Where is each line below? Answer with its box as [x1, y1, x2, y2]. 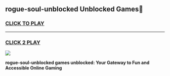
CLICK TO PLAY [5, 20, 45, 27]
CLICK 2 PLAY [5, 38, 40, 45]
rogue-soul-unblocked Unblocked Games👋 [5, 5, 143, 13]
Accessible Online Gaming [5, 64, 62, 70]
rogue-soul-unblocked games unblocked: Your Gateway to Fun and [5, 59, 150, 65]
